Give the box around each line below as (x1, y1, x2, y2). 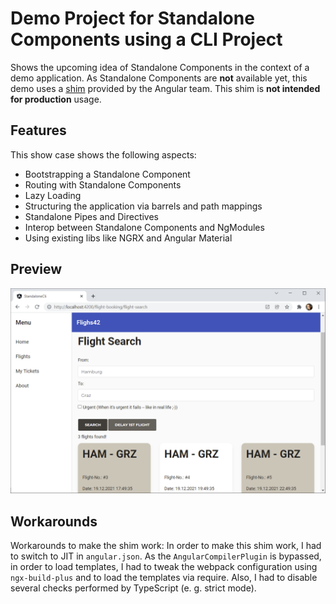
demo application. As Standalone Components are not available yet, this (10, 72, 308, 84)
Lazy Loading (24, 189, 82, 201)
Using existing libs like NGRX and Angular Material (24, 232, 233, 244)
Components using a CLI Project (10, 28, 283, 51)
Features (10, 122, 67, 139)
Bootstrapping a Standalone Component (24, 168, 191, 180)
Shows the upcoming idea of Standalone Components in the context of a (10, 61, 310, 73)
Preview (10, 261, 63, 278)
